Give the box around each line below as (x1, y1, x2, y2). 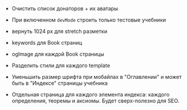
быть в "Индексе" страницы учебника (11, 79, 108, 86)
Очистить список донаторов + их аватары (11, 5, 119, 12)
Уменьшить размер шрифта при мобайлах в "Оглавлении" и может (11, 74, 182, 80)
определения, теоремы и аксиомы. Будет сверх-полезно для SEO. (11, 97, 180, 104)
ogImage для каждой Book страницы (11, 51, 104, 58)
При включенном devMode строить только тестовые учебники (11, 16, 166, 23)
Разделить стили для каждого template (11, 62, 110, 69)
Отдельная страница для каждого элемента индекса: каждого (11, 91, 170, 98)
